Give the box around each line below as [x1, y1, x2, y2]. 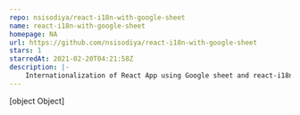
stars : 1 [9, 46, 42, 55]
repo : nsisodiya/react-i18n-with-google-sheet [9, 12, 186, 22]
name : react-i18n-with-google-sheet [9, 21, 146, 30]
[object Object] [9, 95, 65, 106]
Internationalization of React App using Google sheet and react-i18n [25, 71, 294, 80]
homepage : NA [9, 29, 58, 38]
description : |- [9, 63, 70, 72]
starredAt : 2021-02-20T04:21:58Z [9, 54, 134, 63]
